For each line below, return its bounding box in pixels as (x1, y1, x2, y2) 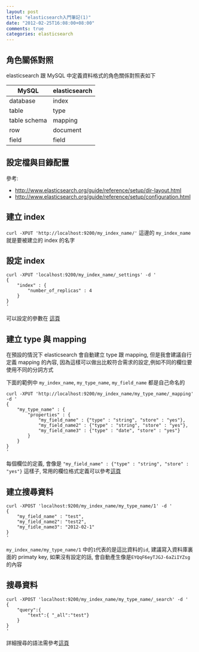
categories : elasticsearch (6, 31, 74, 37)
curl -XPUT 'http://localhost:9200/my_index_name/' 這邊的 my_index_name (6, 229, 191, 236)
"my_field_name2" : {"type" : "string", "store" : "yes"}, (38, 423, 188, 429)
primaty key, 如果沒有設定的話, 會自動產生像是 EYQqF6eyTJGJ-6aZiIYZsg (17, 554, 191, 560)
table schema (9, 116, 47, 124)
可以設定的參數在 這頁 (6, 315, 60, 322)
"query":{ (17, 607, 42, 613)
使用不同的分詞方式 (6, 366, 54, 373)
